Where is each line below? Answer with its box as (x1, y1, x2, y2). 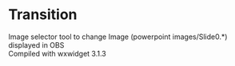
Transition (8, 6, 78, 24)
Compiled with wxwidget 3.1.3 (8, 49, 106, 58)
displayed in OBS (8, 40, 65, 49)
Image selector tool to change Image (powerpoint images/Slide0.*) (8, 32, 228, 41)
